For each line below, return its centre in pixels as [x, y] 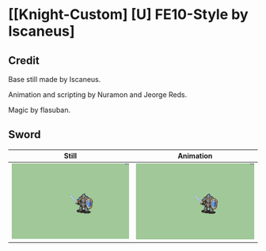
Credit [24, 60]
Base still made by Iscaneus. [55, 79]
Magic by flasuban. [40, 110]
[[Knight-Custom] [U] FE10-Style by [128, 15]
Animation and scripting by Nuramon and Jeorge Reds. [98, 95]
